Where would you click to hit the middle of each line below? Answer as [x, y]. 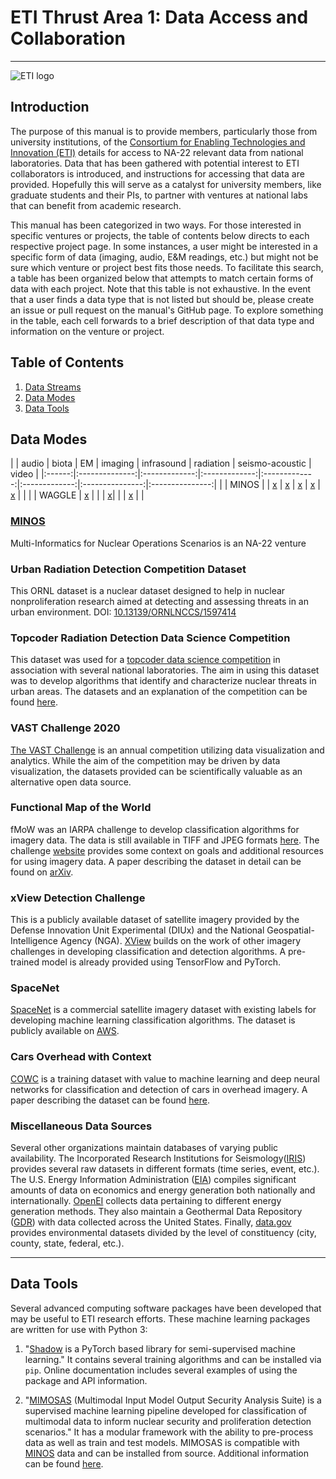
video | [24, 474]
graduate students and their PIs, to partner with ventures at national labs [159, 195]
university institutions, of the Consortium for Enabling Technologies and [158, 142]
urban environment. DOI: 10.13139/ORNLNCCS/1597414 [123, 612]
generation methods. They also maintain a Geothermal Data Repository [156, 1212]
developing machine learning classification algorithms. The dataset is [153, 1020]
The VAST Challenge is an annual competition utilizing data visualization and [167, 750]
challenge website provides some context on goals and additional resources [167, 850]
